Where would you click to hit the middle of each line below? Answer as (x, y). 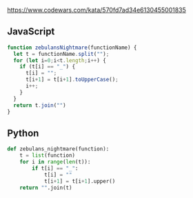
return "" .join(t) (46, 188)
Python (23, 133)
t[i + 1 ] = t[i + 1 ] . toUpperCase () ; (72, 80)
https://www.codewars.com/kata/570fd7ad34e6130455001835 (96, 10)
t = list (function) (48, 156)
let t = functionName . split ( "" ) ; (61, 54)
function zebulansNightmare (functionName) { (72, 48)
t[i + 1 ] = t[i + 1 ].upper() (80, 181)
